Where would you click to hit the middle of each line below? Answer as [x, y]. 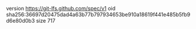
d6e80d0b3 [21, 21]
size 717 [46, 21]
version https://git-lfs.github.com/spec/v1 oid [61, 8]
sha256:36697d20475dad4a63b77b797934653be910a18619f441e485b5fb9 [98, 14]
